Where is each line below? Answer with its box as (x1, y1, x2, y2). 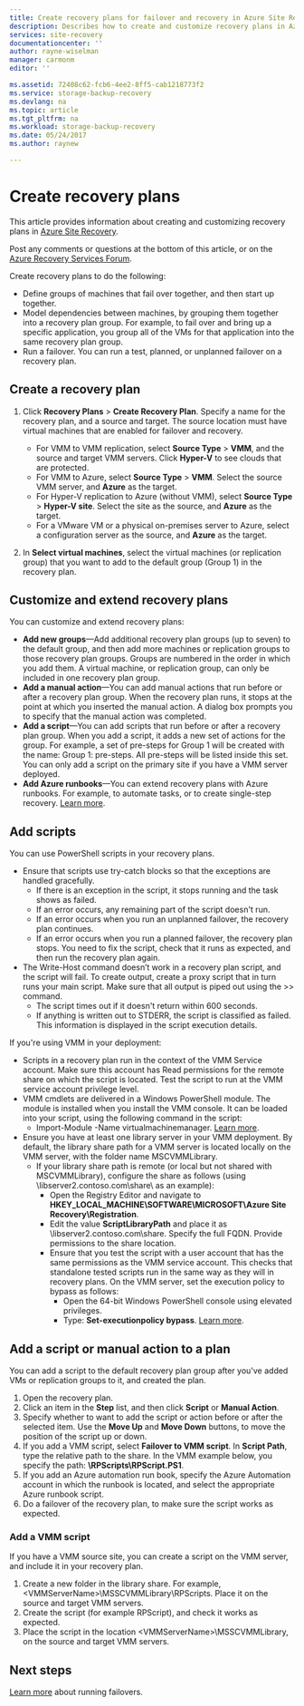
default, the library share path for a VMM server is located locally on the (22, 1141, 291, 1152)
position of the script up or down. (22, 1431, 147, 1442)
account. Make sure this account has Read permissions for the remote (22, 1064, 285, 1075)
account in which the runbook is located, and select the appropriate (22, 1479, 275, 1490)
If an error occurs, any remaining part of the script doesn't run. (35, 904, 271, 916)
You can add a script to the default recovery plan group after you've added (9, 1365, 289, 1376)
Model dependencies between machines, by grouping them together (22, 307, 279, 318)
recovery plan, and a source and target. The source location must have (22, 415, 288, 426)
